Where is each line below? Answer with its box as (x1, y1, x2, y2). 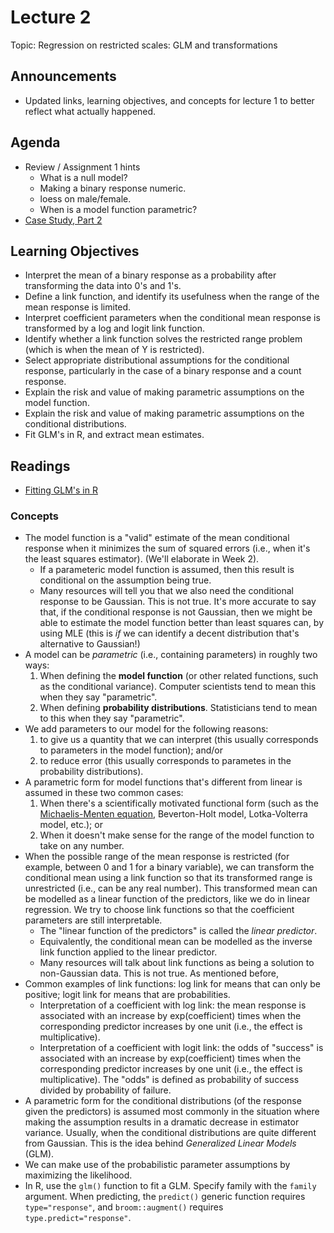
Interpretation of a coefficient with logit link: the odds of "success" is (39, 1042, 324, 1054)
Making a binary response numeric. (39, 182, 187, 194)
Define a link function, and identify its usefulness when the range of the (24, 291, 320, 303)
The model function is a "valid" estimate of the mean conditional (24, 532, 290, 544)
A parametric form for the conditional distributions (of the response (24, 1095, 302, 1107)
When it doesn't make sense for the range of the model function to (39, 829, 315, 841)
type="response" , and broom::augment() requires (24, 1201, 224, 1213)
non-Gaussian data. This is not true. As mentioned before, (39, 967, 280, 980)
